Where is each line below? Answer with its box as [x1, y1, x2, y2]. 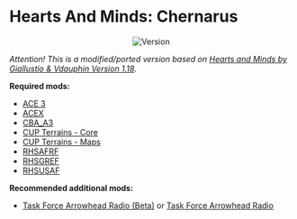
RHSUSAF [22, 165, 60, 176]
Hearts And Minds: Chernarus [9, 6, 238, 27]
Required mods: [9, 80, 70, 91]
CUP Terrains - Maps [22, 136, 101, 147]
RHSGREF [22, 155, 60, 166]
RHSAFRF [22, 146, 59, 157]
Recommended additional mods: [9, 182, 133, 193]
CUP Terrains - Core [22, 126, 99, 137]
